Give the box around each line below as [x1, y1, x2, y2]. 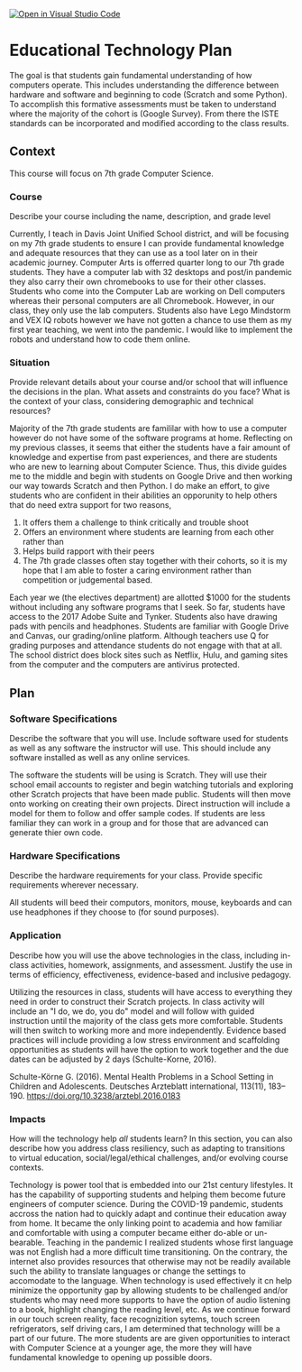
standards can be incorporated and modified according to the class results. [9, 117, 289, 128]
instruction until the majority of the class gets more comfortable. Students [9, 1015, 284, 1026]
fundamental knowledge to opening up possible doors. [9, 1351, 213, 1362]
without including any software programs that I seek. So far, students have [9, 602, 286, 612]
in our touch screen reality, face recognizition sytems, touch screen [9, 1313, 261, 1324]
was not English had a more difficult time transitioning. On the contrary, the [9, 1246, 288, 1257]
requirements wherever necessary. [9, 879, 139, 890]
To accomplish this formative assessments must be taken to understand [9, 98, 277, 109]
